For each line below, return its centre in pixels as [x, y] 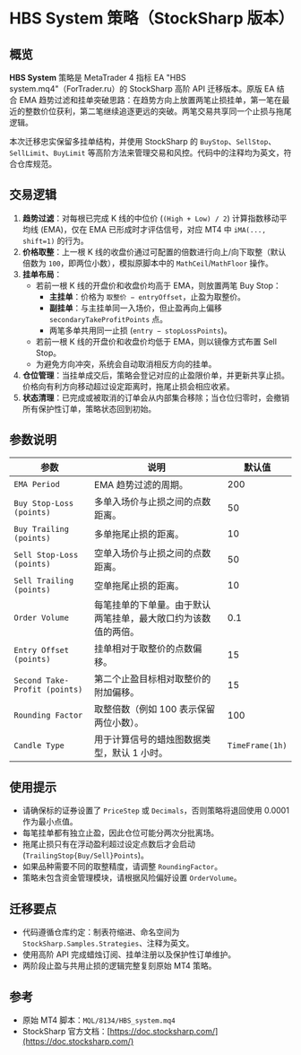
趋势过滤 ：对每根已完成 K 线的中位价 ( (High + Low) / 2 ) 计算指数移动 [150, 218]
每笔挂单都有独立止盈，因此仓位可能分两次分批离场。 [120, 833]
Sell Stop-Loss [46, 554]
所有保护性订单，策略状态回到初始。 [89, 408]
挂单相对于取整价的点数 [143, 649]
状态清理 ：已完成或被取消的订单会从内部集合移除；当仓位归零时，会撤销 [155, 397]
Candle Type [39, 745]
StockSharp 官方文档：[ [66, 1032]
